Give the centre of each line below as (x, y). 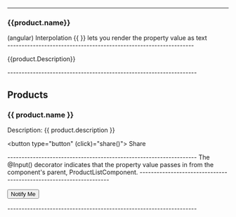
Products (28, 94)
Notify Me (24, 194)
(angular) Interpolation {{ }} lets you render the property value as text (107, 38)
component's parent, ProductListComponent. (73, 172)
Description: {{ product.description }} (61, 130)
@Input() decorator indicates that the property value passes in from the (111, 164)
